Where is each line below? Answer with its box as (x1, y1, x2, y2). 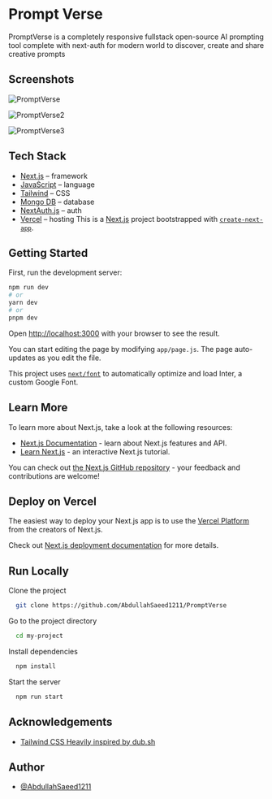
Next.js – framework (19, 171, 88, 180)
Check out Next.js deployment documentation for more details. (8, 541, 219, 550)
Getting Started (8, 245, 89, 260)
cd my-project (15, 632, 63, 641)
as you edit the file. (37, 353, 101, 363)
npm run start (15, 693, 63, 701)
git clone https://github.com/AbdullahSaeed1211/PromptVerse (15, 601, 227, 610)
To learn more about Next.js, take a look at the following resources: (8, 422, 233, 432)
